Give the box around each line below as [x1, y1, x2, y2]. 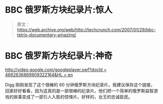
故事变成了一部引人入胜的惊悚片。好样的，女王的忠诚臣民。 [13, 94, 132, 100]
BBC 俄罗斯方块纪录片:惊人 [5, 4, 113, 15]
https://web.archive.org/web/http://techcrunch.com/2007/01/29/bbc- [16, 27, 156, 32]
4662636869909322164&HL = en [5, 72, 73, 77]
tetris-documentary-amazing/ [16, 32, 77, 38]
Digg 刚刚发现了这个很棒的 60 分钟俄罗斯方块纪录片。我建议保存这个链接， [5, 82, 155, 88]
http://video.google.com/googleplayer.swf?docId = [5, 66, 107, 73]
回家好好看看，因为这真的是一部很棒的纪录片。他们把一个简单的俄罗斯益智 [5, 88, 154, 93]
